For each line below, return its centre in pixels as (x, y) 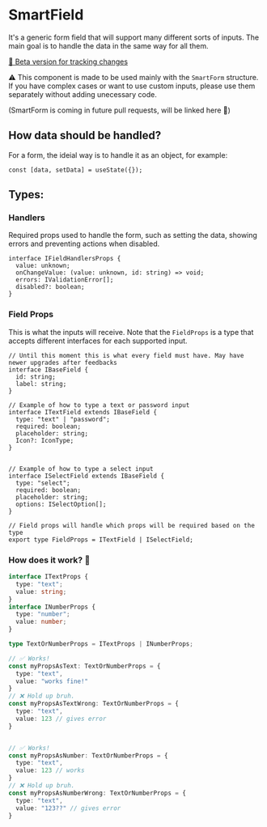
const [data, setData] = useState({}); (76, 170)
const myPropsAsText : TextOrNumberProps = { (85, 666)
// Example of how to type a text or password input (99, 405)
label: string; (41, 384)
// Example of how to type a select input (81, 469)
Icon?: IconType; (45, 440)
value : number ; (41, 622)
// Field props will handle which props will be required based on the (131, 525)
